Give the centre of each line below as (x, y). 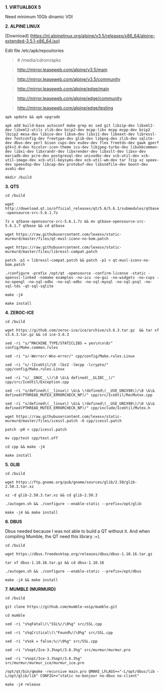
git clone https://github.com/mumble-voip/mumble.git (61, 607)
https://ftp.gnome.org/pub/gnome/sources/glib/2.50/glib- (77, 482)
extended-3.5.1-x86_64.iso (32, 41)
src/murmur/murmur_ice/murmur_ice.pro (45, 663)
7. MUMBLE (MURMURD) (30, 589)
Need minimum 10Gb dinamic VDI (39, 17)
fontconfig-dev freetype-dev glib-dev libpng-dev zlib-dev (76, 139)
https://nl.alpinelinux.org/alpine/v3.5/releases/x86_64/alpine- (93, 36)
